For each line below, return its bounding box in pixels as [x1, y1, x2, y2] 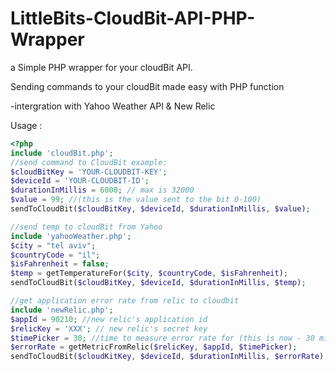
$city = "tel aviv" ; [10, 240, 97, 251]
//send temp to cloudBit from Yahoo [10, 222, 163, 232]
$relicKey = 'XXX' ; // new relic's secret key [10, 323, 208, 334]
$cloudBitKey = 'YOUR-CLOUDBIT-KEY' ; [10, 167, 168, 177]
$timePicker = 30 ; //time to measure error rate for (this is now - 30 [10, 333, 315, 343]
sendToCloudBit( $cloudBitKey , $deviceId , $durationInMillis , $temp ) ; [10, 278, 307, 288]
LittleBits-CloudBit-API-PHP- [10, 7, 256, 30]
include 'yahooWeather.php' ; [10, 231, 132, 241]
